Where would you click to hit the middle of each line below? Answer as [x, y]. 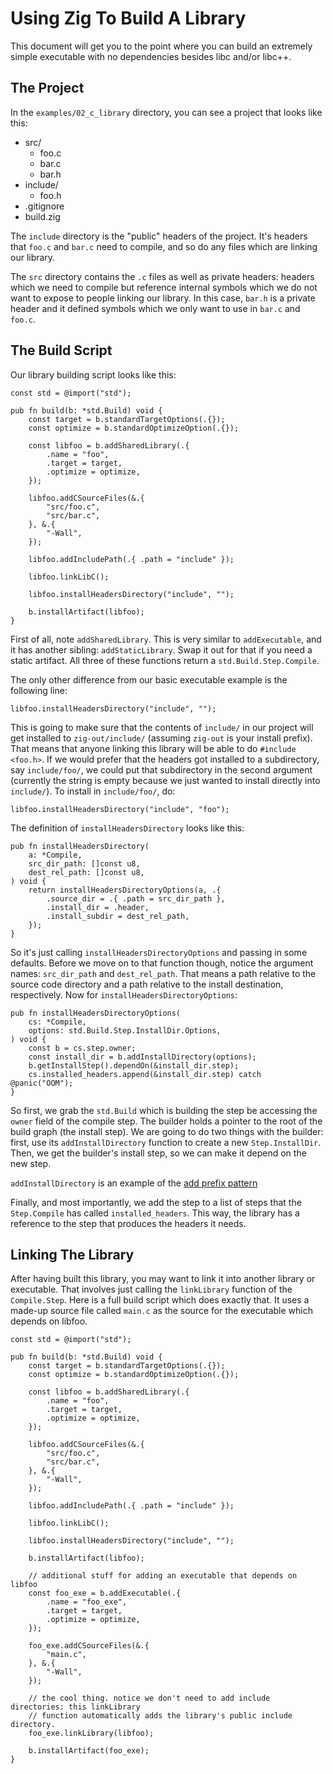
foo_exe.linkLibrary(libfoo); [91, 1733]
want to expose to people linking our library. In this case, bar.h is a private [163, 298]
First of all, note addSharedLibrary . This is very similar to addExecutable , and [166, 639]
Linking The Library [72, 1254]
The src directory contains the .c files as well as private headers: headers [162, 276]
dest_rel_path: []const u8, [86, 872]
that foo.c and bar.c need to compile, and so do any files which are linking [164, 246]
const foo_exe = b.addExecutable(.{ [105, 1593]
